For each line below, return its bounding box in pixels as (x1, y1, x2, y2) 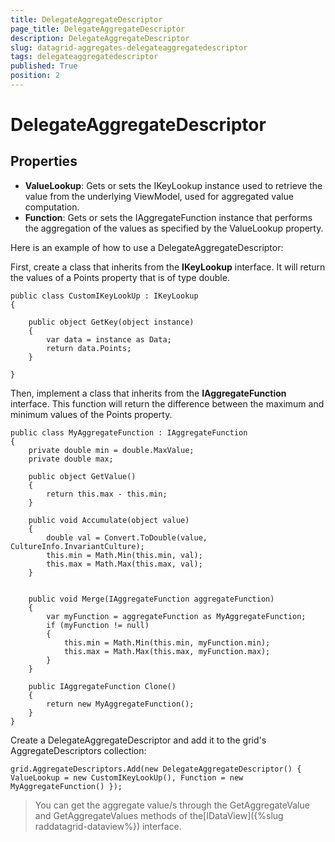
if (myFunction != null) (46, 620, 150, 630)
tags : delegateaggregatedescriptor (10, 52, 159, 62)
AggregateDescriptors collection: (10, 744, 147, 756)
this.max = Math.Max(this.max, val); (46, 559, 203, 569)
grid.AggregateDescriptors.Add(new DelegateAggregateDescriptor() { (10, 764, 302, 774)
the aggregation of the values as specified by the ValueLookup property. (24, 222, 324, 234)
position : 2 (10, 71, 60, 81)
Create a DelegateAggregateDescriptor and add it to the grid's (10, 734, 267, 746)
